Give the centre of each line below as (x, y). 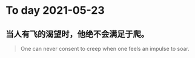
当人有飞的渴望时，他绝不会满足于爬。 (77, 34)
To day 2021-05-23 (55, 10)
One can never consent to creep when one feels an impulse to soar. (105, 49)
